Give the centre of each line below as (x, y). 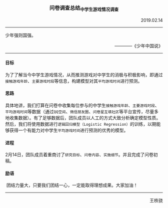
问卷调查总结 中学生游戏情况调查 (84, 8)
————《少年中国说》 (139, 45)
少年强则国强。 (20, 35)
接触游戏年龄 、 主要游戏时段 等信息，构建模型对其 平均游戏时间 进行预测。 (74, 81)
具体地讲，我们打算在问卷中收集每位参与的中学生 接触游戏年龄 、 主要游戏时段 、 (82, 105)
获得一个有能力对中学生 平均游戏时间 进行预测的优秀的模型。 (69, 130)
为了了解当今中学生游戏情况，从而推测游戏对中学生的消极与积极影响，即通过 (84, 75)
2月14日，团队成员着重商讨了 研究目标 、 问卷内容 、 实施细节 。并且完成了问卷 (79, 155)
